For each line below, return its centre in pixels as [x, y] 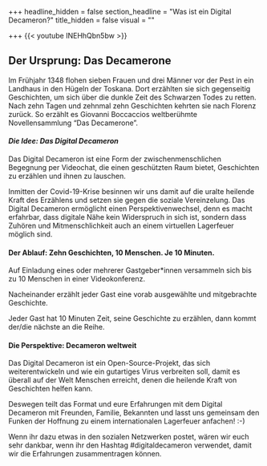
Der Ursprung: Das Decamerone [90, 61]
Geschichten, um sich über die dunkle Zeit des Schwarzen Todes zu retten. [132, 97]
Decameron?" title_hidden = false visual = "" [81, 20]
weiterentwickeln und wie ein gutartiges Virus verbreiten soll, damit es [124, 371]
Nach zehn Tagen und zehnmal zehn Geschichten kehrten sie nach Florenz [132, 105]
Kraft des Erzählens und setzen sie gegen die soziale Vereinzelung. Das [127, 201]
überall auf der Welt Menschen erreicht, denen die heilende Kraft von [123, 380]
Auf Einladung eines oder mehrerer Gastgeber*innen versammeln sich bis [130, 270]
